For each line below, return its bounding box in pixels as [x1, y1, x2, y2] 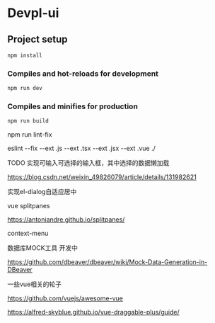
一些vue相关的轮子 [7, 280, 62, 288]
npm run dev [7, 85, 42, 92]
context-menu [7, 229, 49, 238]
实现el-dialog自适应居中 [7, 188, 77, 196]
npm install [7, 52, 42, 59]
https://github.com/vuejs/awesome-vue [7, 294, 124, 302]
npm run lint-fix [7, 130, 52, 139]
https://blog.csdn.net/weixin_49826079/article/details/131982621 [7, 173, 197, 181]
